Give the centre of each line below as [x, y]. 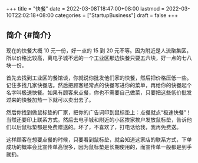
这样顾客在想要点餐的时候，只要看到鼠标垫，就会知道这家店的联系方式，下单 [99, 139]
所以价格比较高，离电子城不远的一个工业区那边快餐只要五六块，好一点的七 [96, 58]
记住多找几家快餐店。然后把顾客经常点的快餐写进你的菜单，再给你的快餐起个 [99, 85]
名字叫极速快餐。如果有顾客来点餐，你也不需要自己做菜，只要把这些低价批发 [99, 92]
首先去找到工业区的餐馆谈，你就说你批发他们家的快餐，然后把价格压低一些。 [99, 78]
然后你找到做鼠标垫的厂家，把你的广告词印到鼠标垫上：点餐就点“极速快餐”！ [99, 112]
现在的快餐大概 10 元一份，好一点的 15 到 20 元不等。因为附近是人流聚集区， [99, 50]
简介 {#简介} [29, 35]
